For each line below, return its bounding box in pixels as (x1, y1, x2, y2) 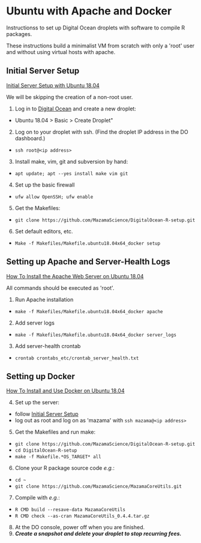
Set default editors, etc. (14, 227, 73, 235)
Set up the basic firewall (14, 181, 75, 188)
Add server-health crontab (14, 342, 81, 349)
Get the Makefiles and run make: (14, 428, 96, 436)
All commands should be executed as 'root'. (6, 284, 115, 292)
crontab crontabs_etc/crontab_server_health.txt (14, 355, 139, 361)
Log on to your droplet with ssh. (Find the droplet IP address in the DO (14, 128, 188, 136)
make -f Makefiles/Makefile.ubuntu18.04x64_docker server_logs (14, 332, 177, 338)
